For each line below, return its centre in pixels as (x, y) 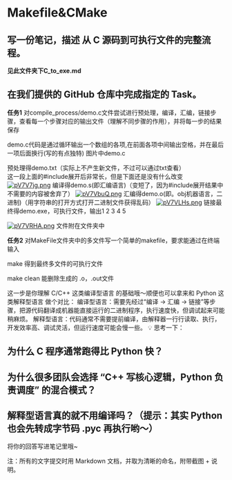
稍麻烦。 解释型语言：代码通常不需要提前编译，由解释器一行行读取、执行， (114, 318)
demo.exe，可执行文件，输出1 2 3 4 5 (72, 211)
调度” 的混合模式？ (56, 390)
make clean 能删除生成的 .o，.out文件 (61, 278)
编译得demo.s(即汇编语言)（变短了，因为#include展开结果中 (138, 185)
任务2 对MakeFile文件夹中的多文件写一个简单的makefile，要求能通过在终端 (113, 240)
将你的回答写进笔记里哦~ (42, 446)
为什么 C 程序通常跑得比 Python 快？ (85, 351)
